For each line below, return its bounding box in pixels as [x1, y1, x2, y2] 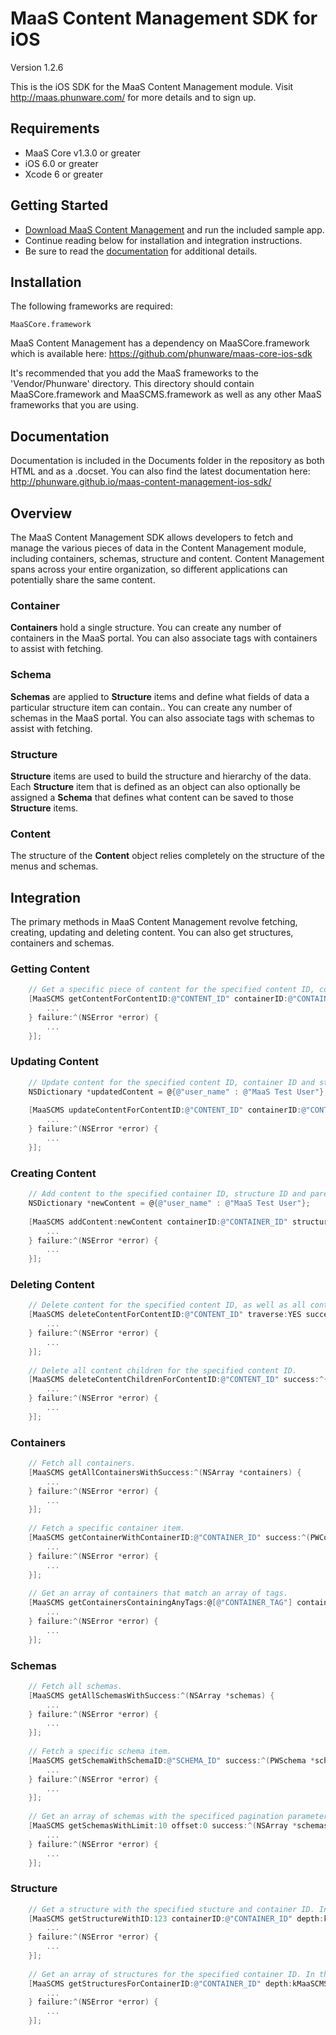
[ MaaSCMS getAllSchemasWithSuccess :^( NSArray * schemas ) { [28, 1690, 275, 1701]
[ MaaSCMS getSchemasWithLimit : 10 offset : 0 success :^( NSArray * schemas [28, 1821, 329, 1831]
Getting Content [10, 962, 90, 976]
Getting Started [10, 197, 109, 214]
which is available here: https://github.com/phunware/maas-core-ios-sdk [10, 348, 313, 360]
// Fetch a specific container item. [28, 1523, 186, 1534]
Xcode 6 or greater [24, 168, 103, 180]
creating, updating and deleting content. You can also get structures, [10, 927, 294, 938]
